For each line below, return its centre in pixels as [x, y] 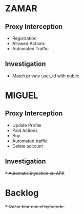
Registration [24, 38]
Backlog [22, 193]
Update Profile [27, 125]
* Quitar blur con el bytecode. [35, 206]
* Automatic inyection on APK [35, 173]
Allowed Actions [28, 43]
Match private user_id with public [46, 76]
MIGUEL [22, 95]
